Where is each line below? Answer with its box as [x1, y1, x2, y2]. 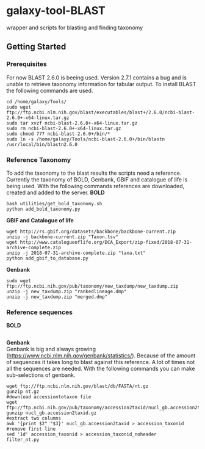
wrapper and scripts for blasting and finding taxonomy [6, 24, 143, 31]
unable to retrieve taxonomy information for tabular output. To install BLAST [6, 80, 196, 87]
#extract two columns [6, 415, 62, 422]
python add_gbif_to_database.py [6, 255, 88, 261]
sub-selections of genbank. [6, 371, 76, 379]
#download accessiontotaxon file [6, 394, 92, 400]
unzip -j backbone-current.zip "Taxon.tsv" [6, 233, 119, 240]
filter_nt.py [6, 437, 40, 443]
